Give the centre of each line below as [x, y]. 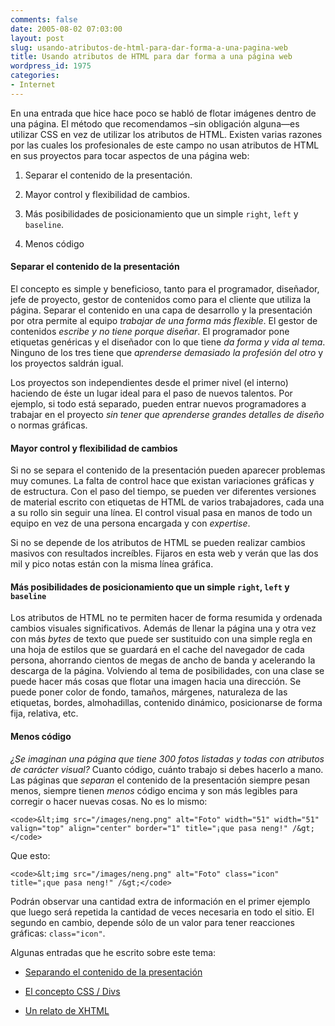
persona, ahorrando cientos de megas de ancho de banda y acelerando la [163, 660]
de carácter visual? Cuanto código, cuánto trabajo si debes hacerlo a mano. [167, 769]
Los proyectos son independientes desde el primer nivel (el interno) [149, 382]
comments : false [44, 19]
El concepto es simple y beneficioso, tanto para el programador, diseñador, [165, 288]
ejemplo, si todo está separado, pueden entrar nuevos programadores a [158, 403]
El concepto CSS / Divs [72, 991]
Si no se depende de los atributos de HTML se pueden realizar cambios [158, 543]
